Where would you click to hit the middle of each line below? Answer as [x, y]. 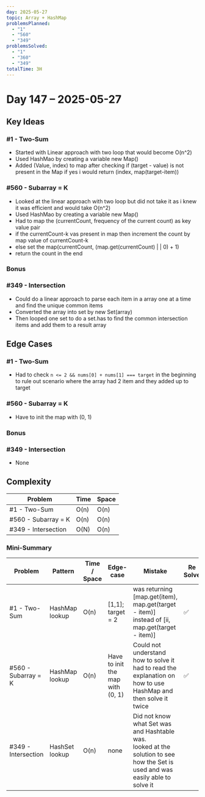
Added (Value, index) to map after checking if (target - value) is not [99, 165]
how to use [149, 683]
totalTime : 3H [24, 69]
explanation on [154, 676]
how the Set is [153, 762]
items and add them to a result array [61, 324]
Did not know [152, 716]
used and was [153, 770]
